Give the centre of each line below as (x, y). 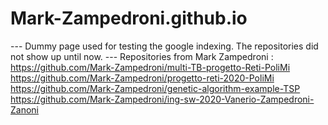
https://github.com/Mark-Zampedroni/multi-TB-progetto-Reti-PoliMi (150, 67)
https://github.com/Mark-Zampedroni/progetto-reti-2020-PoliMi (142, 78)
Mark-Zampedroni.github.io (129, 18)
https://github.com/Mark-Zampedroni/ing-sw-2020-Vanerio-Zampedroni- (162, 99)
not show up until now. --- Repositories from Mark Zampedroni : (142, 56)
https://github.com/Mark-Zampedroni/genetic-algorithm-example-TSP (155, 88)
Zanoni (24, 109)
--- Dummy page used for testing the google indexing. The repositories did (164, 46)
